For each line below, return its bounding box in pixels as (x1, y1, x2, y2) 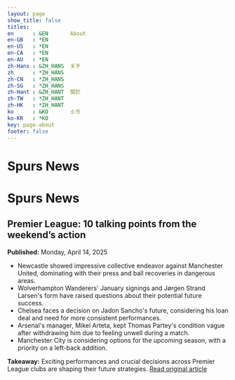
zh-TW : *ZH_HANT (7, 96, 65, 103)
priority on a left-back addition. (17, 343, 107, 352)
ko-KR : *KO (7, 114, 49, 122)
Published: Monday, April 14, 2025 (7, 247, 108, 256)
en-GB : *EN (7, 37, 49, 44)
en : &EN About (7, 30, 86, 37)
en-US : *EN (7, 43, 49, 50)
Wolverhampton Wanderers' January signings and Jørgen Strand (17, 284, 206, 292)
